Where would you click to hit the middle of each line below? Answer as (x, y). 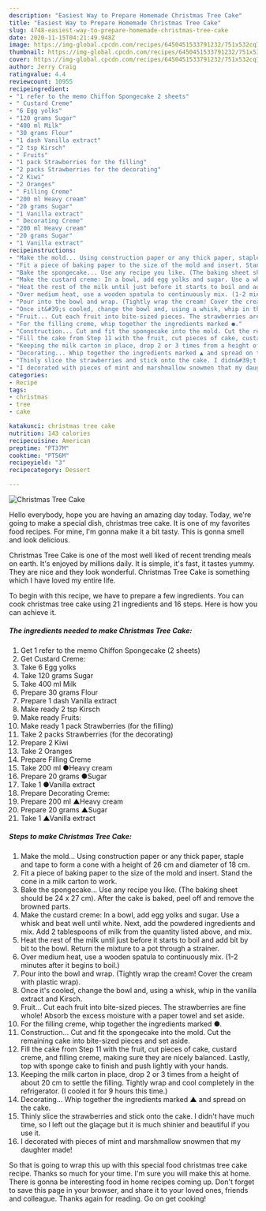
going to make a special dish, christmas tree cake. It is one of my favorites (130, 523)
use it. (30, 1133)
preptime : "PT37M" (39, 448)
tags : (18, 390)
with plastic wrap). (51, 982)
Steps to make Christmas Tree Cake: (71, 836)
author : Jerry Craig (43, 67)
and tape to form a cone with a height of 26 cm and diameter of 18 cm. (135, 864)
